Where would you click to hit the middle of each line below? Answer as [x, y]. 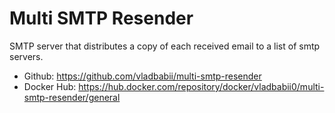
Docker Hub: [50, 86]
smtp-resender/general [72, 97]
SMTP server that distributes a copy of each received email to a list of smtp [165, 46]
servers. [26, 56]
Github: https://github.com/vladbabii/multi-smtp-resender [142, 76]
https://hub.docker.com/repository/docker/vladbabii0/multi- [201, 86]
